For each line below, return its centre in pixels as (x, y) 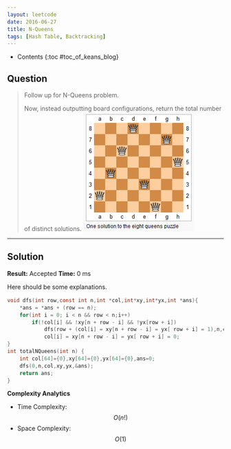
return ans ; (36, 373)
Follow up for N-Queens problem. (71, 95)
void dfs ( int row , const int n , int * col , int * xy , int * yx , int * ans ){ (103, 300)
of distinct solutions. (53, 229)
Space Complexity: (44, 428)
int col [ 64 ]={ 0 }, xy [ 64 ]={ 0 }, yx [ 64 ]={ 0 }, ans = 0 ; (87, 359)
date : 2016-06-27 (32, 22)
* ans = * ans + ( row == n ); (58, 308)
